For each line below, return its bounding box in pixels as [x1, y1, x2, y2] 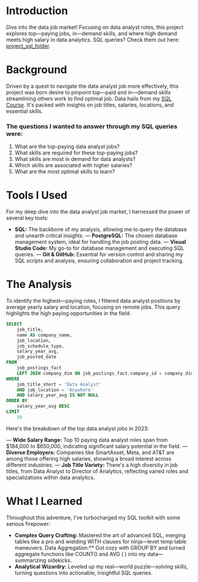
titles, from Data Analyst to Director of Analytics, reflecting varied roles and [6, 467, 189, 475]
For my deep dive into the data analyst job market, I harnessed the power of [6, 208, 190, 216]
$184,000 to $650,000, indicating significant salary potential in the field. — [6, 442, 187, 449]
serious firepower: [6, 520, 51, 527]
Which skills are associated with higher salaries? [14, 162, 133, 169]
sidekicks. [47, 557, 72, 564]
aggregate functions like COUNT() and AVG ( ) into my [14, 550, 146, 557]
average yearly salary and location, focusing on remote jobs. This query [6, 303, 181, 310]
